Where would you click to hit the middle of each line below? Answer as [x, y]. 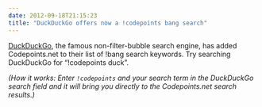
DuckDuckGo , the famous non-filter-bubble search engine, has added [123, 45]
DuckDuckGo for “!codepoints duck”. [69, 62]
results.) [22, 94]
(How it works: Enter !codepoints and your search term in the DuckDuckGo [131, 78]
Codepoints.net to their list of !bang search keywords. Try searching [119, 54]
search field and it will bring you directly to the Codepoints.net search [122, 86]
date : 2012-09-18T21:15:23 [53, 15]
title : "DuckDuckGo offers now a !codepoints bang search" [108, 23]
